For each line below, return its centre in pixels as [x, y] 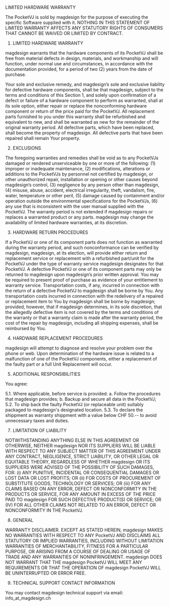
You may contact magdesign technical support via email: [64, 593]
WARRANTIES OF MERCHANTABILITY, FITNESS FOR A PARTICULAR [77, 546]
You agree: [16, 384]
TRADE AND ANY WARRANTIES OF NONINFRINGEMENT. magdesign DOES [84, 557]
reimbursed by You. [26, 328]
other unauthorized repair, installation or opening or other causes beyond [81, 179]
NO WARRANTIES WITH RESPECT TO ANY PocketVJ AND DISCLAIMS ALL [83, 535]
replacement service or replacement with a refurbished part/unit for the [80, 258]
